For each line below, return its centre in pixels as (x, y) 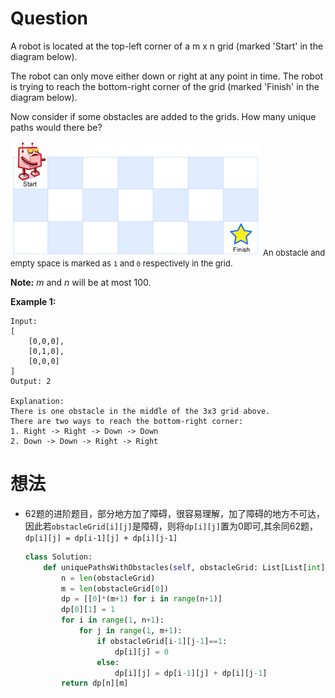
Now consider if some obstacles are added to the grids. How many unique (163, 116)
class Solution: (58, 557)
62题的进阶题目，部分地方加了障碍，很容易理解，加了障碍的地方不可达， (175, 513)
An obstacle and (294, 252)
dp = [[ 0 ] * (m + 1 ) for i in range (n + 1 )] (142, 599)
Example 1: (33, 301)
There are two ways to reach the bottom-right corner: (127, 421)
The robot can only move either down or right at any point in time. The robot (167, 76)
